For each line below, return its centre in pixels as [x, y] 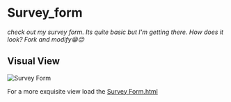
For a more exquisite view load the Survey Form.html [82, 91]
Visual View [34, 61]
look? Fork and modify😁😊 [46, 39]
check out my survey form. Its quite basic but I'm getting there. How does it [115, 32]
